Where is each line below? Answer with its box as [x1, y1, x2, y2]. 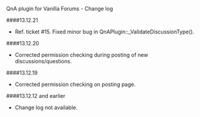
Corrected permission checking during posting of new [14, 51, 148, 59]
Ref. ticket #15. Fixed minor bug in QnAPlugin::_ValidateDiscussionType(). [14, 28, 195, 35]
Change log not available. [14, 104, 78, 111]
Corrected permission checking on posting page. [14, 81, 136, 88]
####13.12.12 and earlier [6, 93, 66, 99]
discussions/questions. [14, 58, 72, 64]
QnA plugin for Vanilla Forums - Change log [6, 5, 113, 12]
